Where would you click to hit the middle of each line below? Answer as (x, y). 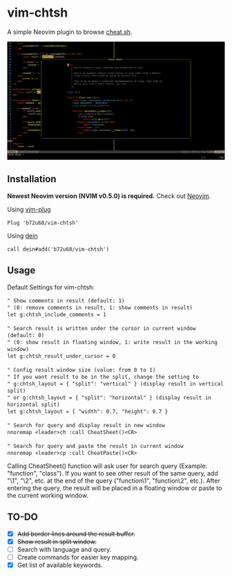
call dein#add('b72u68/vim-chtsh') (58, 249)
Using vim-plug (29, 209)
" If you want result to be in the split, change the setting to (103, 377)
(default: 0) (26, 335)
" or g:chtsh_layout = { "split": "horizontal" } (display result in (109, 397)
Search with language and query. (64, 549)
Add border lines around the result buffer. (76, 534)
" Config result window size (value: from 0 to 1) (81, 370)
